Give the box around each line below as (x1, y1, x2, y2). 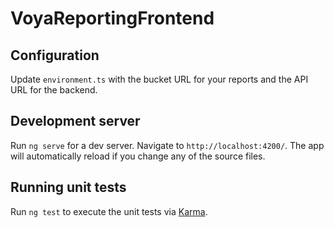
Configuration (10, 47, 100, 64)
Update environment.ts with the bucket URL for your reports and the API (10, 73, 309, 85)
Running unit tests (10, 179, 127, 196)
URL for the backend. (10, 84, 98, 96)
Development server (10, 113, 141, 130)
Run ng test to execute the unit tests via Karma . (10, 205, 208, 217)
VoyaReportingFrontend (10, 7, 215, 30)
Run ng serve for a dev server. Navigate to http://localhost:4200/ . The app (10, 139, 325, 151)
